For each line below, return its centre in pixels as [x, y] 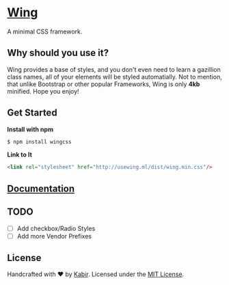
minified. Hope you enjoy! [43, 91]
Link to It [20, 154]
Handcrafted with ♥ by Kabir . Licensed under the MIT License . [96, 274]
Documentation [41, 188]
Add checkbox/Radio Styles [56, 228]
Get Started [32, 113]
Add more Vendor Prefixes [54, 236]
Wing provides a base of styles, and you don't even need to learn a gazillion [114, 69]
